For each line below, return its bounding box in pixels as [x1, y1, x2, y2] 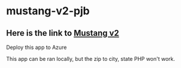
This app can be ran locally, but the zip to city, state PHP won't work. [6, 55, 176, 62]
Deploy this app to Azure [6, 44, 67, 51]
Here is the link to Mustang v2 [6, 28, 119, 38]
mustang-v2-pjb [6, 4, 90, 18]
